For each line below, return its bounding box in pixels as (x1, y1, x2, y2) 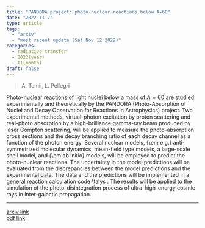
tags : (6, 26, 20, 32)
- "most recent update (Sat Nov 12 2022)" (12, 37, 121, 43)
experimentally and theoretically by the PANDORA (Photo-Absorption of (6, 100, 187, 108)
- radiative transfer (12, 49, 67, 55)
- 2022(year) (12, 54, 45, 60)
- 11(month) (12, 60, 43, 66)
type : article (6, 20, 43, 26)
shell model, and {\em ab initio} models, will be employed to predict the (6, 152, 185, 159)
